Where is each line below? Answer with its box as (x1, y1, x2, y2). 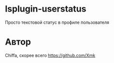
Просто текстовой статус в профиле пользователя (5, 19, 110, 25)
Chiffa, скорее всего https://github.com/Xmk (5, 52, 96, 58)
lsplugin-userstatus (5, 3, 86, 15)
